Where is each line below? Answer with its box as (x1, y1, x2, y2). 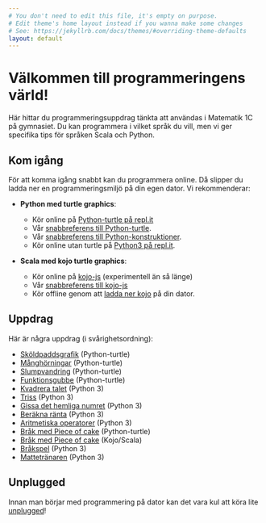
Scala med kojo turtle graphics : (19, 256, 127, 266)
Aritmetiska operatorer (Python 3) (19, 417, 132, 428)
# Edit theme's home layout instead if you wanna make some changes (8, 19, 243, 27)
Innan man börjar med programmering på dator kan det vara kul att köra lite (8, 497, 259, 507)
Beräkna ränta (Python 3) (19, 409, 105, 419)
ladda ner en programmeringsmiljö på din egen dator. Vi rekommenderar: (8, 183, 251, 193)
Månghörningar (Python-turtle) (19, 358, 123, 367)
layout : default (8, 34, 63, 43)
